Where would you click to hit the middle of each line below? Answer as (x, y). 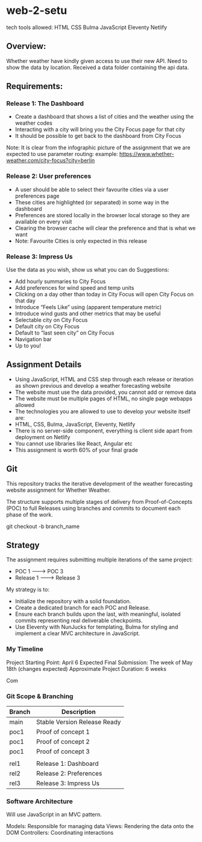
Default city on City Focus (47, 327)
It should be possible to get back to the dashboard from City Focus (98, 136)
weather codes (33, 123)
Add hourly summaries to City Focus (60, 281)
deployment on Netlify (43, 437)
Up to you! (28, 346)
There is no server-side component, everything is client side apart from (104, 431)
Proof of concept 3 (63, 752)
